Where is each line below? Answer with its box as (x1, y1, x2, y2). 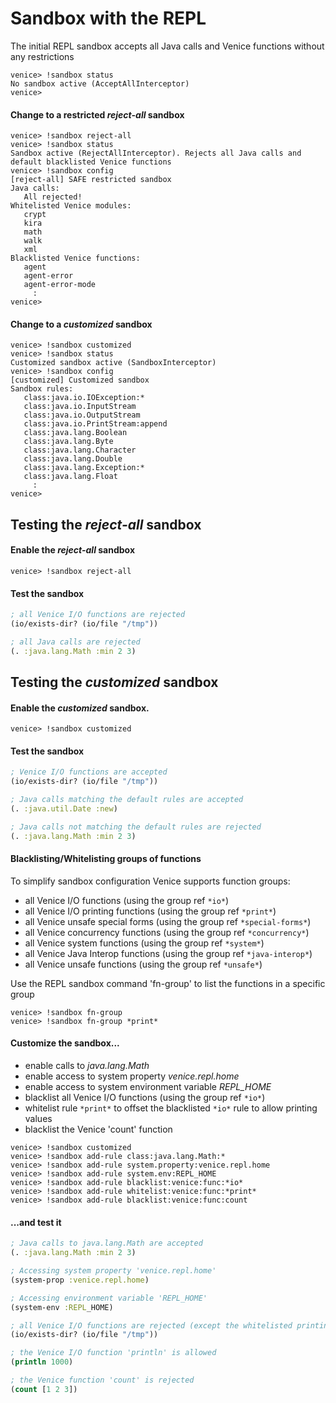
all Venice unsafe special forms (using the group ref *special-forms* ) (24, 915, 312, 927)
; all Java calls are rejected (10, 637, 141, 647)
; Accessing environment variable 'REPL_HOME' (10, 1293, 208, 1303)
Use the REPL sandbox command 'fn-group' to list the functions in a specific (10, 977, 326, 989)
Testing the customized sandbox (10, 674, 219, 691)
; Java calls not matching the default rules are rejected (10, 822, 262, 832)
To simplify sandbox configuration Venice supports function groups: (10, 875, 291, 887)
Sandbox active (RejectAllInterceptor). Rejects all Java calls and (10, 148, 302, 159)
